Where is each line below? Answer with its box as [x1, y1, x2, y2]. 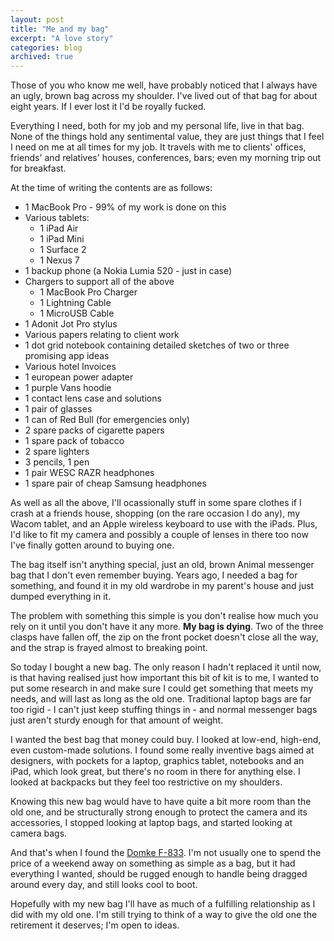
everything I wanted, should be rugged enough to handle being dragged [10, 868, 308, 880]
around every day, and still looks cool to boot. [10, 879, 198, 891]
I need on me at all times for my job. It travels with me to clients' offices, [10, 141, 307, 153]
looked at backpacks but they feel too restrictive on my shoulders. [10, 776, 283, 788]
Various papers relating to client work [24, 329, 180, 341]
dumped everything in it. [10, 591, 112, 603]
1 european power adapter [24, 371, 134, 383]
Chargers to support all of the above [24, 276, 175, 288]
